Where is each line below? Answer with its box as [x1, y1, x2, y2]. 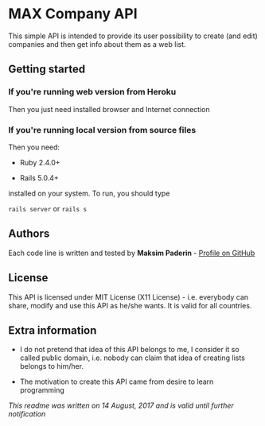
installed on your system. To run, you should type [8, 188, 170, 198]
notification [8, 409, 46, 419]
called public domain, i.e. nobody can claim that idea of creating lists [19, 353, 245, 362]
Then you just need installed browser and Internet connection [8, 104, 211, 114]
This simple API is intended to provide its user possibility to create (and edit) [8, 31, 259, 41]
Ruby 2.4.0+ [19, 157, 61, 167]
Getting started [8, 63, 86, 76]
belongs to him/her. [19, 362, 84, 371]
